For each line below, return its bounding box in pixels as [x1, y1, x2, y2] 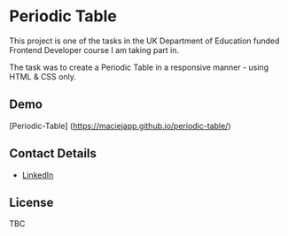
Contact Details [9, 146, 97, 161]
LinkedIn [21, 170, 54, 180]
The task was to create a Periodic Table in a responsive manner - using [9, 62, 269, 72]
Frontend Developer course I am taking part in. [9, 44, 180, 55]
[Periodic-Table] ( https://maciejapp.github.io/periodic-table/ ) [9, 120, 231, 131]
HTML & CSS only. [9, 71, 77, 81]
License [9, 194, 54, 209]
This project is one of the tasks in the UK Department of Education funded [9, 35, 280, 46]
